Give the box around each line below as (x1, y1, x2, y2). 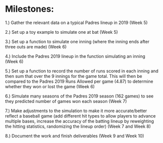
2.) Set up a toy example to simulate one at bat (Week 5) (5, 29, 118, 35)
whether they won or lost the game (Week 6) (5, 83, 95, 89)
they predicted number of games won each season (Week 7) (5, 98, 127, 104)
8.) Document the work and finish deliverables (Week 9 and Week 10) (5, 133, 144, 139)
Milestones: (5, 3, 54, 15)
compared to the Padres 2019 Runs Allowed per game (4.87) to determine (5, 78, 154, 84)
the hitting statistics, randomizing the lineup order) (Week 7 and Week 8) (5, 123, 151, 129)
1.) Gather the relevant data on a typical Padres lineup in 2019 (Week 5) (5, 20, 148, 25)
